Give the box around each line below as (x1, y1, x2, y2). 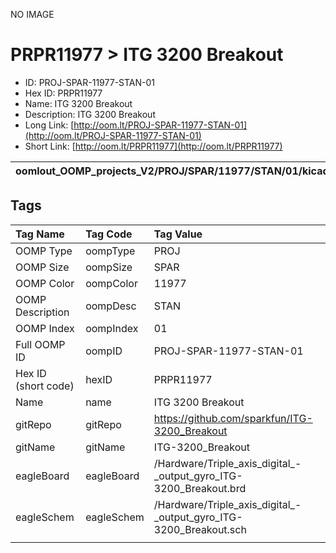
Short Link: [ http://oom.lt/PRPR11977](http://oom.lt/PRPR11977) (24, 140, 283, 152)
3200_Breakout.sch (153, 522, 247, 536)
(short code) (15, 379, 75, 393)
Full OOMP (15, 337, 66, 351)
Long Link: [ (24, 119, 75, 131)
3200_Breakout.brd (153, 481, 247, 495)
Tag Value (153, 227, 203, 241)
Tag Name (15, 227, 65, 241)
